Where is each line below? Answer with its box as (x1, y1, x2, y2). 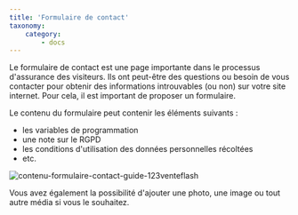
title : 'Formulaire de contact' (9, 12, 129, 22)
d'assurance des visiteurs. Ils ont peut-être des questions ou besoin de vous (9, 72, 290, 83)
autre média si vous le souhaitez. (9, 197, 130, 208)
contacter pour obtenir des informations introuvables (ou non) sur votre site (9, 81, 286, 92)
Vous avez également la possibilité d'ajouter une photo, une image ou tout (9, 187, 281, 198)
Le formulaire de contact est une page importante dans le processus (9, 62, 261, 73)
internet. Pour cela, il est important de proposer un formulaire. (9, 91, 237, 101)
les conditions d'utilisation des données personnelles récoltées (21, 144, 254, 155)
